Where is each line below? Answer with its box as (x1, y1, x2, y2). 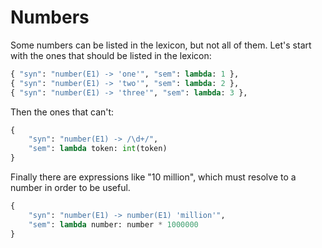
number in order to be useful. (10, 182, 131, 194)
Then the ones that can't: (10, 106, 115, 118)
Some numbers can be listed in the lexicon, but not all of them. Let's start (10, 39, 312, 51)
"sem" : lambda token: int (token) (28, 144, 168, 154)
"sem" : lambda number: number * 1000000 (28, 219, 199, 230)
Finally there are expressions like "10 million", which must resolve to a (10, 171, 297, 183)
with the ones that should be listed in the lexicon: (10, 49, 212, 61)
